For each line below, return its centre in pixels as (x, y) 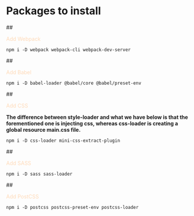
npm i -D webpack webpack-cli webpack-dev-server (69, 50)
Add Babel (19, 72)
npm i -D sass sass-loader (39, 174)
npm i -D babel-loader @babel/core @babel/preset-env (74, 83)
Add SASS (19, 163)
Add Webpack (23, 39)
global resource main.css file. (43, 129)
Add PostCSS (23, 196)
